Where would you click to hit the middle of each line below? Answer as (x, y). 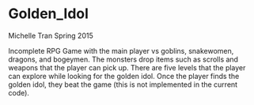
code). (19, 92)
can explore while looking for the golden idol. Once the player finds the (124, 76)
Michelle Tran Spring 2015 (51, 36)
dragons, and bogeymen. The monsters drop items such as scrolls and (123, 59)
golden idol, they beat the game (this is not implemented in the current (123, 84)
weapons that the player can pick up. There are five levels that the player (127, 67)
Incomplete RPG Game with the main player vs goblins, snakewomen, (121, 51)
